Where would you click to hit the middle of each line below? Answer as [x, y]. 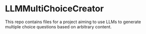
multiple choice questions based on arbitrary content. [58, 26]
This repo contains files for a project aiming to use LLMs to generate [73, 22]
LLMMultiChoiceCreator [54, 9]
